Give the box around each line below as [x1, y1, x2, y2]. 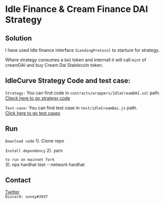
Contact [5, 176, 31, 185]
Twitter [5, 189, 20, 195]
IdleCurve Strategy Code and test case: [5, 76, 131, 85]
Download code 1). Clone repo [5, 138, 64, 144]
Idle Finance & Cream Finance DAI [5, 3, 148, 15]
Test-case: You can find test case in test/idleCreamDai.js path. [5, 105, 137, 111]
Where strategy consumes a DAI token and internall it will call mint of [5, 57, 146, 63]
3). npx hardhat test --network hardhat [5, 161, 85, 168]
